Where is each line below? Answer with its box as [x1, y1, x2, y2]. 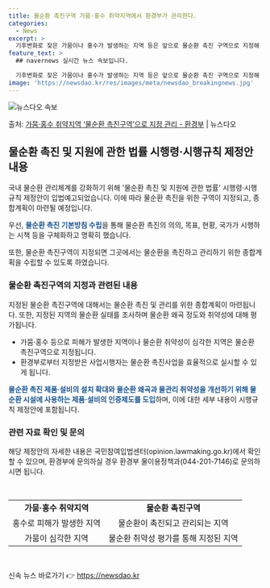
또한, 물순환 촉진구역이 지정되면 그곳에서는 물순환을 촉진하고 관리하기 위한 [8, 248, 241, 257]
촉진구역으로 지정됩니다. [19, 347, 97, 357]
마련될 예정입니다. [35, 203, 93, 213]
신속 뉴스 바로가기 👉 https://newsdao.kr [8, 570, 140, 581]
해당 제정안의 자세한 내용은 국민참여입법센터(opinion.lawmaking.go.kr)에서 [8, 447, 246, 457]
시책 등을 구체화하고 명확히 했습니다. [16, 231, 131, 240]
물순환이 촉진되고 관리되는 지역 [118, 518, 229, 529]
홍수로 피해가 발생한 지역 [12, 518, 101, 529]
